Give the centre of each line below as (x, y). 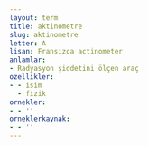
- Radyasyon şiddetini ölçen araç (74, 69)
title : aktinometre (46, 26)
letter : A (28, 43)
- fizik (32, 93)
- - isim (26, 85)
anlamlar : (28, 60)
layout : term (34, 18)
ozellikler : (32, 77)
